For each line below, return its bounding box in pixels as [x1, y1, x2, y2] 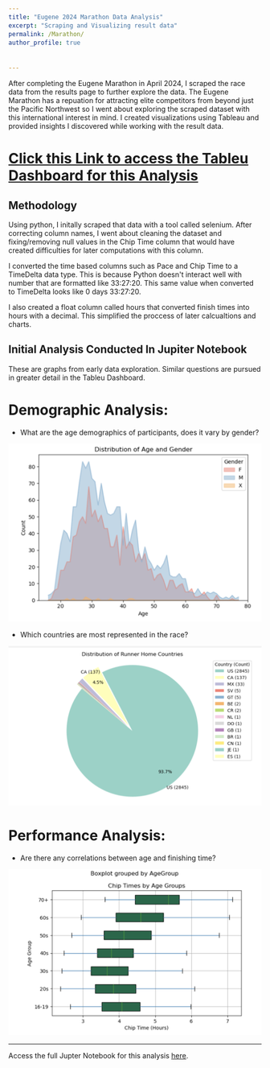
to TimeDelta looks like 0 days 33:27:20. [8, 287, 141, 296]
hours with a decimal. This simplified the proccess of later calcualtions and [8, 311, 256, 320]
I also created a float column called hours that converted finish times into [8, 303, 250, 311]
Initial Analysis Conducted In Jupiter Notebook [8, 343, 247, 357]
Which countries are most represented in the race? [19, 630, 189, 640]
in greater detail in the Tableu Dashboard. [8, 373, 146, 382]
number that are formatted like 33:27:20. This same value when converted [8, 278, 255, 287]
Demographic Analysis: [8, 401, 169, 419]
